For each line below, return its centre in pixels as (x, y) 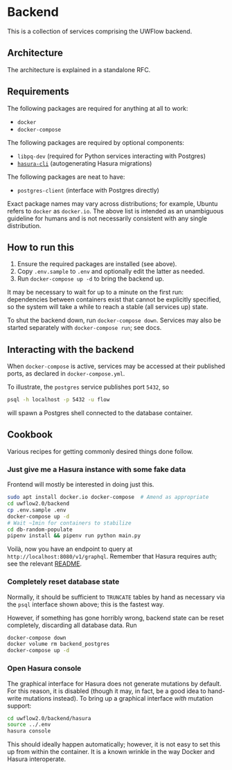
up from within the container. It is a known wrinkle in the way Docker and (111, 752)
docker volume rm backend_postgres (59, 644)
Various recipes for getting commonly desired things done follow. (100, 451)
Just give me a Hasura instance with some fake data (97, 469)
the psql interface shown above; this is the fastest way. (86, 604)
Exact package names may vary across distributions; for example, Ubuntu (113, 203)
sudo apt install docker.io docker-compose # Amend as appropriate (108, 497)
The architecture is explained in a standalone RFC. (79, 69)
